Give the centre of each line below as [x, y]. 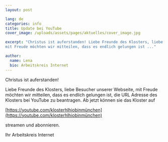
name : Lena [21, 60]
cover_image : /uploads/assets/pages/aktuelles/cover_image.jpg [73, 33]
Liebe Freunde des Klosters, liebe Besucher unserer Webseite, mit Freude [81, 89]
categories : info [23, 24]
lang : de [14, 19]
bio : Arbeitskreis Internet [39, 65]
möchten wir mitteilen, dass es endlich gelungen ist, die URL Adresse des [81, 95]
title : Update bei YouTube [33, 28]
